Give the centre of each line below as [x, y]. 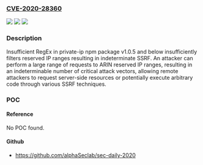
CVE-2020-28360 [34, 9]
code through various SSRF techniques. [57, 84]
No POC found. [25, 128]
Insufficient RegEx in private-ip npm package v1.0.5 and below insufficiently [102, 51]
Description [24, 38]
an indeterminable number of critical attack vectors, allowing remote [92, 71]
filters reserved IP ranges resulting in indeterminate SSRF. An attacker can [100, 58]
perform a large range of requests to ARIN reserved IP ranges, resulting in [99, 65]
